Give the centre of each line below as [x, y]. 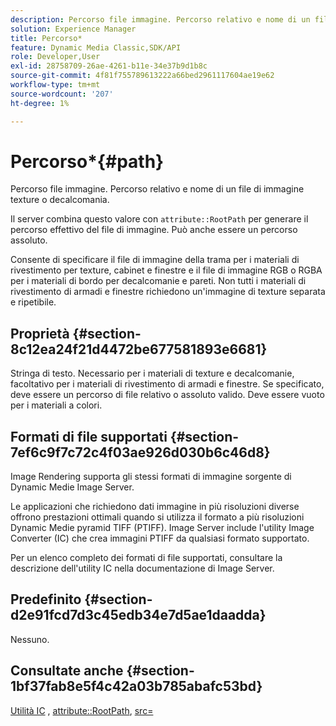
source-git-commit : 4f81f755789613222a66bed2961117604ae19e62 [142, 76]
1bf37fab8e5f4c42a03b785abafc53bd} [136, 686]
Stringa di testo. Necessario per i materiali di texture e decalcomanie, [152, 373]
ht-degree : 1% [40, 103]
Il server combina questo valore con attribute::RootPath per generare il [159, 219]
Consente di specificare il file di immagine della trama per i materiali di [155, 260]
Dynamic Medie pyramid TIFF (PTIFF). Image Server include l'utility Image [162, 528]
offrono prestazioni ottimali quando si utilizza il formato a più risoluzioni [157, 517]
